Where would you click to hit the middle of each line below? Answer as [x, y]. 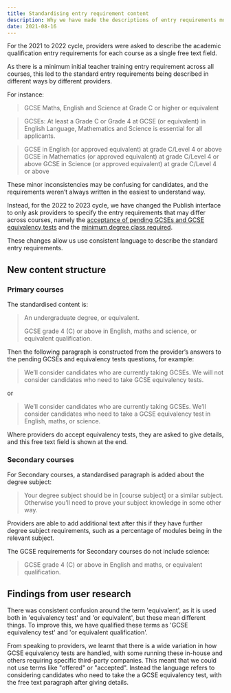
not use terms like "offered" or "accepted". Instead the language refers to [111, 668]
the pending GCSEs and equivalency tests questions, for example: [101, 359]
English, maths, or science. [62, 421]
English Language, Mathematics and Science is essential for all [113, 129]
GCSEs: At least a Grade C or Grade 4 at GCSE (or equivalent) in [115, 121]
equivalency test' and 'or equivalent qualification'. [77, 632]
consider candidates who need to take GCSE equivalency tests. [114, 380]
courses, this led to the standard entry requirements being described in [108, 74]
